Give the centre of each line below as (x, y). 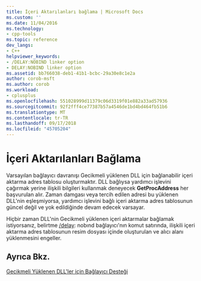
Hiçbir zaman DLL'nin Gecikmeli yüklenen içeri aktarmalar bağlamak (90, 219)
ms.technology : (25, 29)
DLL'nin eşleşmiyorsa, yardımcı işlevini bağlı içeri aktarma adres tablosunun (100, 201)
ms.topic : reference (32, 40)
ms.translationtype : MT (36, 112)
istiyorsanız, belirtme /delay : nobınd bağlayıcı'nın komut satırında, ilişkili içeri (100, 225)
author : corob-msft (31, 79)
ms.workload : (22, 90)
